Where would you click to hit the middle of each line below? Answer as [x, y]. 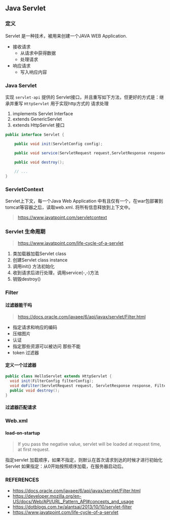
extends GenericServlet [37, 119]
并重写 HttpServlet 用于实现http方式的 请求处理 [59, 103]
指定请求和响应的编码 [35, 327]
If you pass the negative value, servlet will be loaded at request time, [89, 444]
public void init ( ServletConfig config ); [58, 144]
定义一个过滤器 [21, 365]
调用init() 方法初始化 [33, 266]
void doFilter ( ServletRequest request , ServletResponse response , [81, 385]
